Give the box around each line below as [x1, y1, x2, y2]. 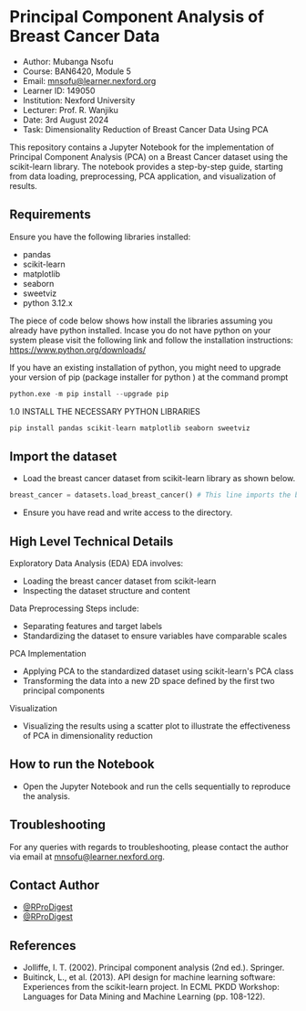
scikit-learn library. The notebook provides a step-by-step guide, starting [9, 161, 284, 172]
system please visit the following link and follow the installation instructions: [9, 334, 294, 345]
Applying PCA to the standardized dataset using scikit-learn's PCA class [22, 666, 294, 677]
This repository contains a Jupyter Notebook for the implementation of [9, 142, 275, 153]
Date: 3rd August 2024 [22, 114, 109, 125]
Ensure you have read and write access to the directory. [22, 507, 233, 518]
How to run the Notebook [9, 756, 155, 773]
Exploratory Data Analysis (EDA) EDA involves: [9, 558, 184, 568]
